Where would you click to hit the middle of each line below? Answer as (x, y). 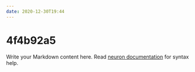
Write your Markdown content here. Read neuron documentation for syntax (97, 57)
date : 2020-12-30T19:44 (35, 11)
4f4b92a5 (31, 40)
